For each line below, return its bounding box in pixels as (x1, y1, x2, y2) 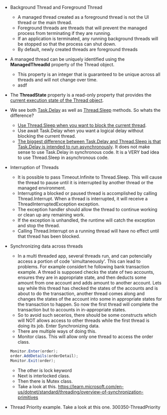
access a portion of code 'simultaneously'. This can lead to (17, 258, 141, 264)
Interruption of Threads (10, 164, 59, 170)
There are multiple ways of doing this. (17, 328, 97, 334)
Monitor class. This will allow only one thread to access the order (17, 334, 153, 340)
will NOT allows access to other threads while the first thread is (17, 317, 150, 323)
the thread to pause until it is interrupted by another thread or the (17, 180, 153, 185)
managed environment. (17, 185, 66, 191)
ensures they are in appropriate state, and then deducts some (17, 274, 147, 280)
